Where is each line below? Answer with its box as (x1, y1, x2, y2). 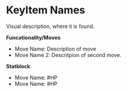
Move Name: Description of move (14, 45, 96, 52)
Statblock (6, 62, 31, 70)
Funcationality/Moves (6, 34, 61, 41)
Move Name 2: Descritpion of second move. (14, 51, 122, 58)
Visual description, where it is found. (6, 23, 95, 30)
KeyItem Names (6, 3, 85, 17)
